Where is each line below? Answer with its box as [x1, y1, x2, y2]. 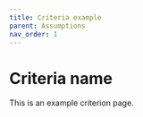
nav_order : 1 [9, 29, 58, 38]
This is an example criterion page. [9, 97, 134, 108]
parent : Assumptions [9, 21, 87, 30]
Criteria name [9, 68, 114, 88]
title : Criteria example [9, 13, 102, 22]
